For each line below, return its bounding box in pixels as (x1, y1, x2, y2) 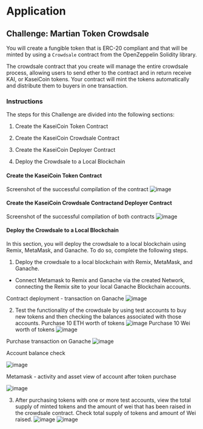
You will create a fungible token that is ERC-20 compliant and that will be (6, 44, 188, 52)
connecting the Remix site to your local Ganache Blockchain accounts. (15, 283, 191, 290)
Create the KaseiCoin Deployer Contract (15, 146, 116, 154)
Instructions (6, 97, 44, 106)
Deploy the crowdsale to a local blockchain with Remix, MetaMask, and (15, 258, 193, 265)
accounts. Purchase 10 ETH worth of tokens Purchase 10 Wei (15, 319, 191, 326)
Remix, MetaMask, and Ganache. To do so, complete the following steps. (6, 246, 188, 254)
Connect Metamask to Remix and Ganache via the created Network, (15, 276, 185, 283)
